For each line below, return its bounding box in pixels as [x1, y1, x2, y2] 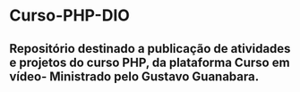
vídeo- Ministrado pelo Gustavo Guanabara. [9, 69, 260, 84]
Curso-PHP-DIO [9, 5, 130, 26]
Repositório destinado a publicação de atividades [9, 41, 291, 56]
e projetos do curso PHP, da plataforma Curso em [9, 54, 290, 70]
